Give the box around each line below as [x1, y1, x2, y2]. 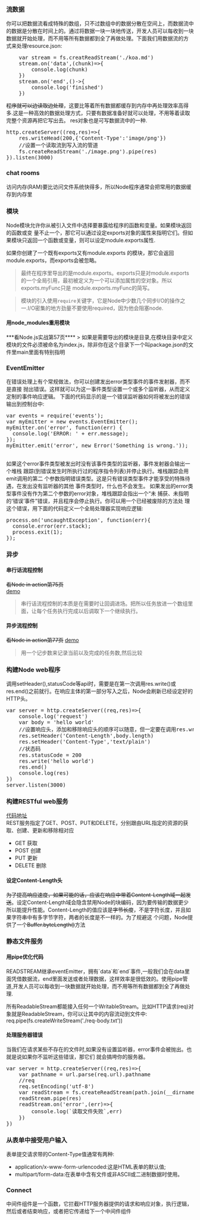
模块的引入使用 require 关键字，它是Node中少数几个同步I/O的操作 [20, 297, 180, 304]
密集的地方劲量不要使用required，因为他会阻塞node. [35, 304, 164, 312]
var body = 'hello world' [18, 719, 95, 726]
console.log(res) [18, 770, 70, 777]
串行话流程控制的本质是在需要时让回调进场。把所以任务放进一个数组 [20, 600, 188, 607]
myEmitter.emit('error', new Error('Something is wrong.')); [6, 442, 189, 449]
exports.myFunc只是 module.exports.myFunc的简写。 [20, 284, 153, 291]
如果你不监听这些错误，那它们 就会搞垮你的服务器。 [21, 1053, 149, 1060]
